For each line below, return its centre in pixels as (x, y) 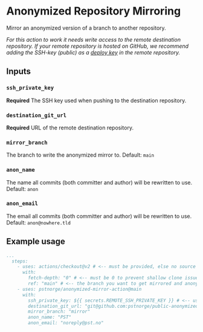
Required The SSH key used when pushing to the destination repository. (96, 100)
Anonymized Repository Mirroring (94, 11)
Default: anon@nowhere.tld (39, 223)
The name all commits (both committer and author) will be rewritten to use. (99, 182)
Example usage (36, 242)
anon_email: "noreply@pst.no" (66, 323)
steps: (20, 261)
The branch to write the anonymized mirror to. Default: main (80, 155)
